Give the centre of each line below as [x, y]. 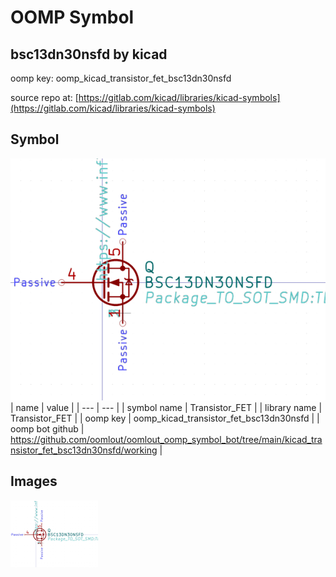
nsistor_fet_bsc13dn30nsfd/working [84, 450]
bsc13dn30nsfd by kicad [89, 54]
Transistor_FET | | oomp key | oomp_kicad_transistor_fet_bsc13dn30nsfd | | [165, 418]
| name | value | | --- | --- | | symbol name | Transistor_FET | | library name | [166, 408]
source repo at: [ [44, 97]
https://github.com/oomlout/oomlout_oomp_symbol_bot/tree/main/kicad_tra [166, 440]
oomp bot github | [47, 429]
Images [34, 481]
